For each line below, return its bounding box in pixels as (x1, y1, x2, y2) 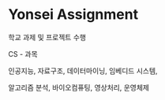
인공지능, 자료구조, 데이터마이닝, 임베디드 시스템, (8, 65, 158, 76)
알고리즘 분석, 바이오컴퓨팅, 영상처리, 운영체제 (8, 83, 150, 92)
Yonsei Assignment (8, 6, 139, 24)
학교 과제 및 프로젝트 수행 (8, 32, 87, 42)
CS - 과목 (8, 49, 38, 58)
